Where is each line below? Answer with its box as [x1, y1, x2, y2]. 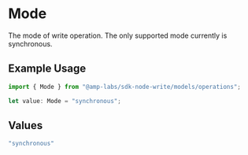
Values [8, 119, 43, 132]
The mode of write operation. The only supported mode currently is [8, 31, 228, 40]
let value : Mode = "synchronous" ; [8, 97, 122, 105]
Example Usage [8, 62, 87, 76]
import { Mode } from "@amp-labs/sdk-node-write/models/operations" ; [8, 83, 242, 90]
